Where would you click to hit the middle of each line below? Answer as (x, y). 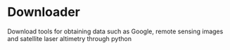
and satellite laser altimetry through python (70, 38)
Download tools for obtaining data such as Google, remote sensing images (115, 31)
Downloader (44, 12)
